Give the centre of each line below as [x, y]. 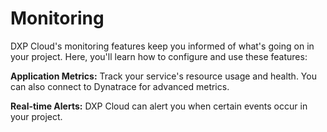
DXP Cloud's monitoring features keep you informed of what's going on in [162, 46]
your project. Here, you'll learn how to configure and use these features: [159, 56]
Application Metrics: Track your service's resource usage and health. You [163, 76]
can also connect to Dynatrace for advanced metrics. [120, 86]
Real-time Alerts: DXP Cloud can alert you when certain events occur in [159, 106]
